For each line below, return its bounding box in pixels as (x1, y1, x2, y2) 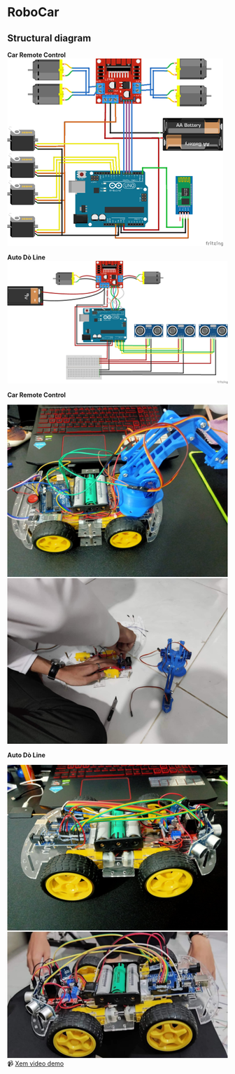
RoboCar (7, 4, 59, 20)
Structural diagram (7, 32, 92, 44)
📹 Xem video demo (7, 1059, 64, 1068)
